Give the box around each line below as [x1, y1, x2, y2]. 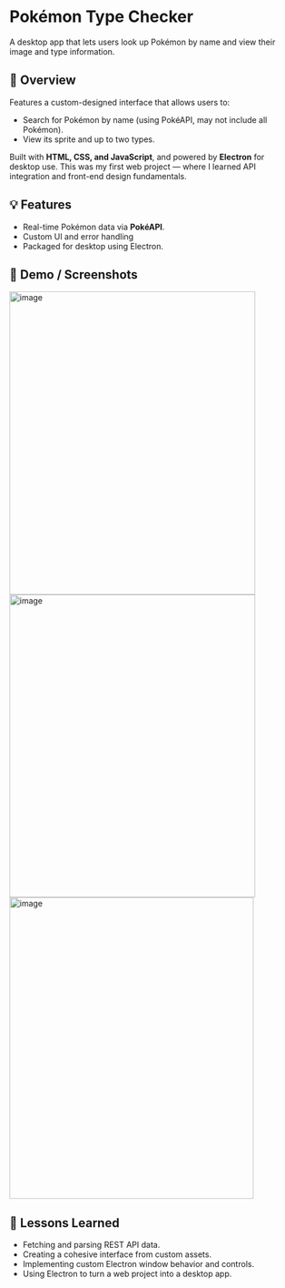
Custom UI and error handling [22, 230, 134, 242]
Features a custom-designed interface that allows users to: [9, 96, 231, 107]
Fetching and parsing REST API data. [22, 1240, 161, 1251]
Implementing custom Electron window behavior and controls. [22, 1259, 255, 1270]
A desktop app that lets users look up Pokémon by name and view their [9, 36, 276, 47]
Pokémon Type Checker [9, 6, 193, 27]
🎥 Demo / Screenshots [9, 267, 138, 282]
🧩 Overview [9, 73, 76, 88]
